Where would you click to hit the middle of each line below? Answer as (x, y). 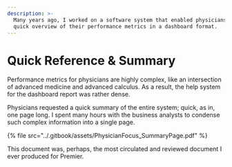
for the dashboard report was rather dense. (69, 95)
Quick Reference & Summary (91, 60)
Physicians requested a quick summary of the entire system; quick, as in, (111, 108)
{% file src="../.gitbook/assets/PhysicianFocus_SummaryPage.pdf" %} (108, 136)
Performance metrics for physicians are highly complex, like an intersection (115, 79)
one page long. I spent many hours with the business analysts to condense (114, 115)
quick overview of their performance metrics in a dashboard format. (115, 26)
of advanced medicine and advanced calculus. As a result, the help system (114, 87)
